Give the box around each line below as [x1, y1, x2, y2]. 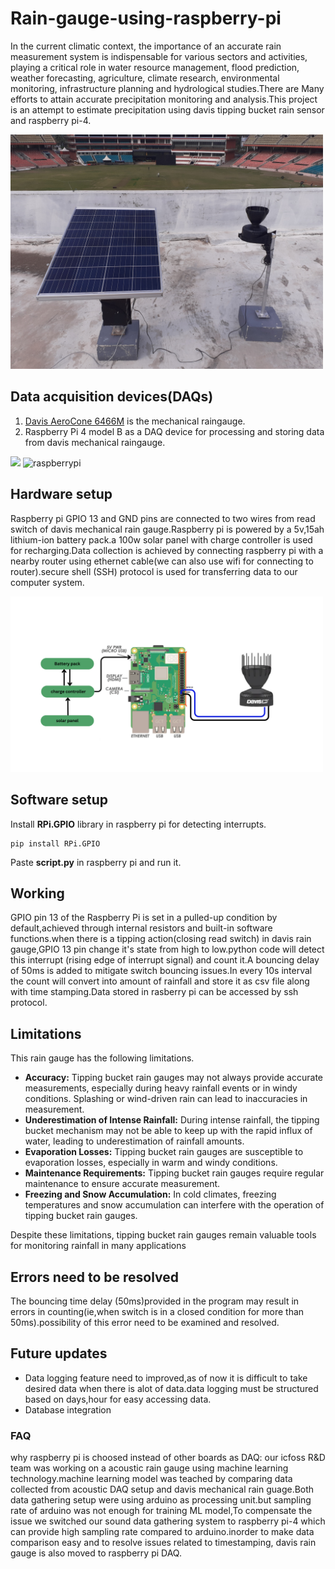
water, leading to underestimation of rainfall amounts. [24, 1135, 245, 1147]
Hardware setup [10, 486, 113, 503]
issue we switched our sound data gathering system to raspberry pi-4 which [10, 1515, 326, 1527]
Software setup [10, 792, 109, 809]
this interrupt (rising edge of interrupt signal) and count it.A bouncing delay [10, 954, 320, 966]
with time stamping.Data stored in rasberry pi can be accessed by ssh [10, 986, 299, 998]
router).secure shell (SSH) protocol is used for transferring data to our [10, 565, 298, 577]
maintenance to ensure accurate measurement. [24, 1178, 221, 1190]
